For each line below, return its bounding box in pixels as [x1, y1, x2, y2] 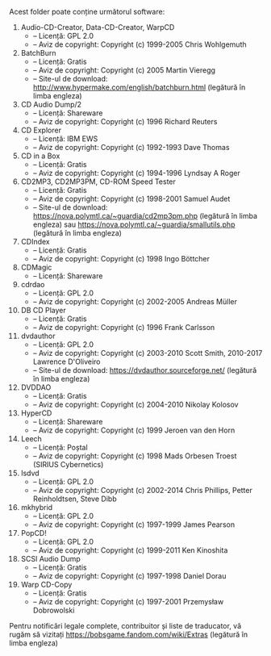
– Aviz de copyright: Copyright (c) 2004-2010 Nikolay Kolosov [32, 399, 239, 409]
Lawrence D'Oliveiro [32, 357, 101, 366]
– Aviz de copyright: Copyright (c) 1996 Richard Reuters [32, 117, 218, 126]
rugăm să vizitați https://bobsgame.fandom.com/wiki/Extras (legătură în [9, 629, 248, 639]
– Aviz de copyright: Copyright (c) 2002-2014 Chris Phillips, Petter [32, 486, 252, 495]
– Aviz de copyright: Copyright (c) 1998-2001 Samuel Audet [32, 194, 231, 203]
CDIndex [20, 237, 51, 246]
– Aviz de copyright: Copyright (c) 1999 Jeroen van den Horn [32, 425, 236, 435]
